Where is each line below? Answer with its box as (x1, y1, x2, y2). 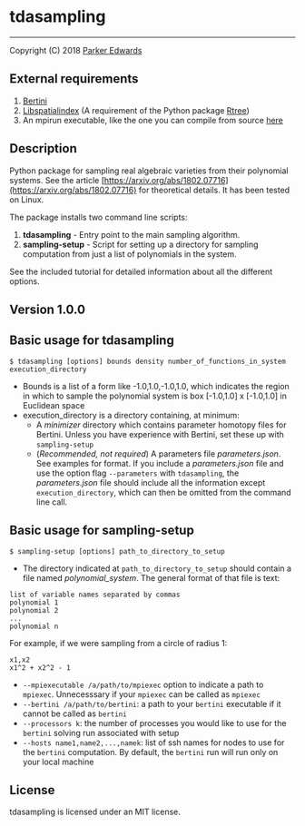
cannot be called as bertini (22, 708, 127, 719)
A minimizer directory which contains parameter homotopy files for (35, 419, 287, 430)
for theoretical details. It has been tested (138, 184, 290, 195)
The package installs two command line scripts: (9, 211, 188, 222)
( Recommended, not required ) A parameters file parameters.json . (35, 447, 281, 459)
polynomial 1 (9, 597, 59, 607)
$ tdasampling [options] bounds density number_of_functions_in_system (9, 357, 286, 366)
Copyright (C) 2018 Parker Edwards (9, 44, 143, 55)
